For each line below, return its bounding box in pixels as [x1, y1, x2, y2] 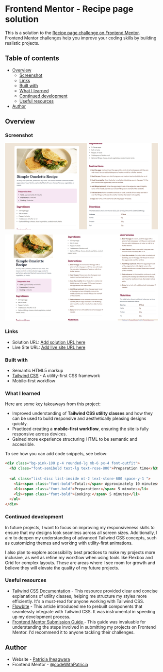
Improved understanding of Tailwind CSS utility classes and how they [12, 411, 153, 416]
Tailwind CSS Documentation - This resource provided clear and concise [12, 588, 158, 594]
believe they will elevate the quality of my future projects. [5, 565, 120, 570]
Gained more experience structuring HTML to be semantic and [12, 436, 137, 442]
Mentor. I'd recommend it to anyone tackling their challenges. [12, 629, 135, 635]
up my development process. [12, 614, 71, 620]
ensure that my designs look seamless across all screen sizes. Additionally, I [5, 530, 158, 535]
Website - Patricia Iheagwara [12, 656, 70, 662]
